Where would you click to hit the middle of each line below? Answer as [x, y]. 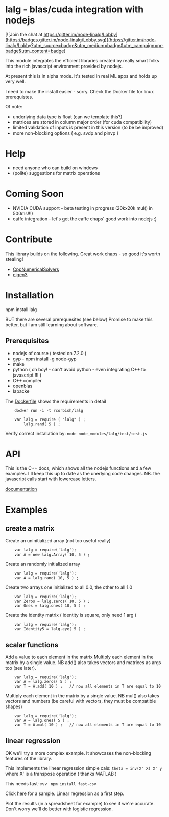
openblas [22, 386]
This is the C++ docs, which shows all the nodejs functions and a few [78, 468]
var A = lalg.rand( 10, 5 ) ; [47, 578]
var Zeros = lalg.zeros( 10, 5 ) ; [52, 601]
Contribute [29, 239]
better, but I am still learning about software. [52, 325]
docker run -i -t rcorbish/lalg [49, 410]
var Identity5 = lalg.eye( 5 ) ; [50, 629]
